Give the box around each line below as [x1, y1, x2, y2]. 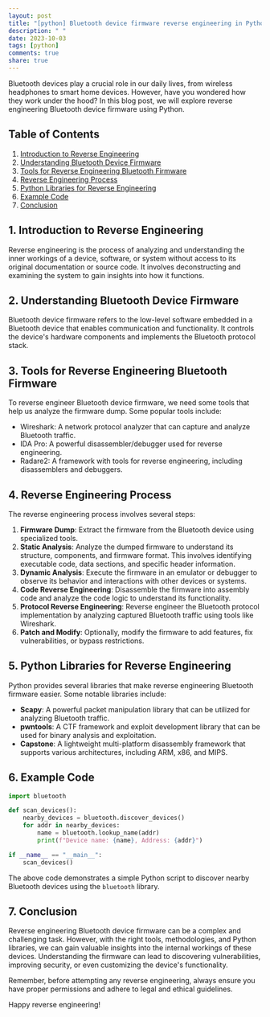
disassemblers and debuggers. [19, 465, 123, 474]
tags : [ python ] [8, 42, 59, 50]
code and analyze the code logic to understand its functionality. [19, 593, 231, 603]
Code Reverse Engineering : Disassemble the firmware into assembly [19, 584, 250, 594]
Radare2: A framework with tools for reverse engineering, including [19, 456, 243, 466]
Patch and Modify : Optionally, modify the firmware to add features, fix [19, 627, 253, 637]
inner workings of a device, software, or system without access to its [8, 253, 237, 263]
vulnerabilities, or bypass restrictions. [19, 636, 145, 646]
